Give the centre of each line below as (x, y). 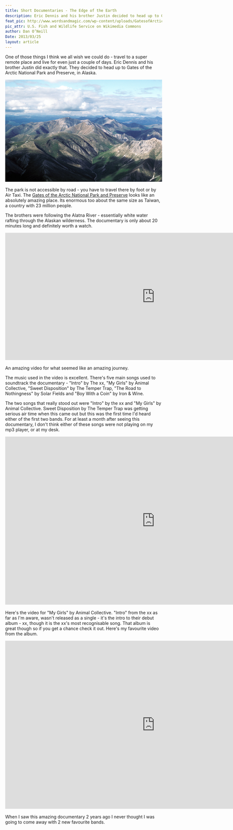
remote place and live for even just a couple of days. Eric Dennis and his (79, 62)
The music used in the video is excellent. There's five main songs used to (80, 377)
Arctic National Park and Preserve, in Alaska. (51, 73)
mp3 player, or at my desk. (32, 429)
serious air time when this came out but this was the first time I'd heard (78, 414)
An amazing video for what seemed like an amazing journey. (67, 368)
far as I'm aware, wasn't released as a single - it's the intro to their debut (80, 618)
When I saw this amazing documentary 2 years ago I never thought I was (80, 817)
